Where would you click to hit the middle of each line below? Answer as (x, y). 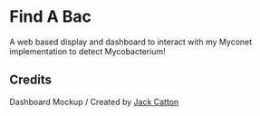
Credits (31, 80)
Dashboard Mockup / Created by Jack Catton (94, 101)
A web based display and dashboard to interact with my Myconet (131, 42)
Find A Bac (51, 17)
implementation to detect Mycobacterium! (87, 51)
